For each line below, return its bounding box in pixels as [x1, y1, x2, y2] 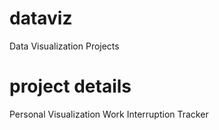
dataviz [9, 7, 73, 30]
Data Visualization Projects [9, 40, 120, 52]
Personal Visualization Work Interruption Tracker [9, 108, 209, 120]
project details [9, 75, 132, 98]
